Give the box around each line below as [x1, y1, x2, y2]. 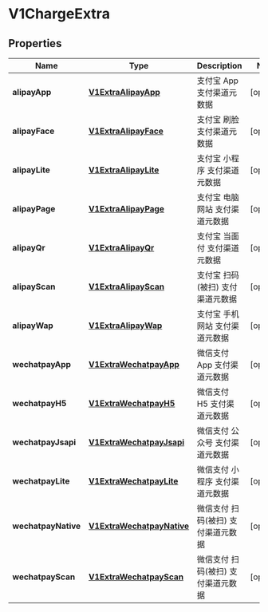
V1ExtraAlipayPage [88, 203, 165, 214]
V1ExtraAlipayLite [88, 164, 160, 176]
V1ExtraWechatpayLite [88, 476, 179, 487]
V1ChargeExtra [8, 5, 110, 23]
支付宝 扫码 [196, 270, 239, 280]
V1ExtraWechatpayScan [88, 571, 184, 582]
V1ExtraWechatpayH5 [88, 398, 175, 409]
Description [196, 61, 242, 71]
